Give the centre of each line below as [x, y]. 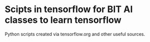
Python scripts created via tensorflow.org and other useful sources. [75, 34]
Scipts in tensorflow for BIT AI [69, 9]
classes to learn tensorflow [63, 20]
